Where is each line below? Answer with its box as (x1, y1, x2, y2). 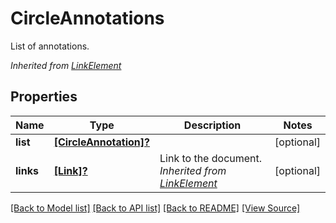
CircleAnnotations (10, 7, 165, 30)
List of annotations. (10, 40, 90, 52)
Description (183, 118, 242, 132)
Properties (10, 88, 78, 106)
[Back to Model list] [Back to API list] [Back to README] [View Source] (10, 202, 301, 214)
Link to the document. (159, 151, 263, 165)
